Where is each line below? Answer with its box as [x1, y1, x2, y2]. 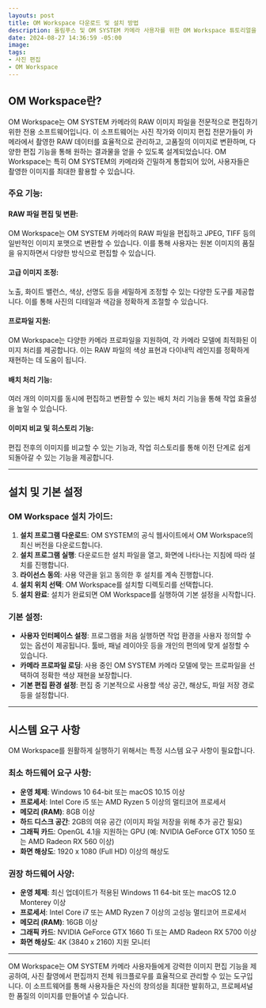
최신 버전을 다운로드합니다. [19, 540, 103, 550]
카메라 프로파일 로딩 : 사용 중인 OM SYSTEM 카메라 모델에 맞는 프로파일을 [19, 660, 247, 670]
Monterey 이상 [19, 897, 66, 907]
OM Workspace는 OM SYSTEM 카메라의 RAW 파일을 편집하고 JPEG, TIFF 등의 [8, 228, 256, 238]
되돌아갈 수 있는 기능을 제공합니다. [8, 452, 114, 462]
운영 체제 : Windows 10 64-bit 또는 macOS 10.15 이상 [19, 787, 185, 797]
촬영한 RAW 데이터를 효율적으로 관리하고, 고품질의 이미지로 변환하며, [35, 136, 248, 146]
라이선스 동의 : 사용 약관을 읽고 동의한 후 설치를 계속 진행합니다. [19, 570, 214, 580]
